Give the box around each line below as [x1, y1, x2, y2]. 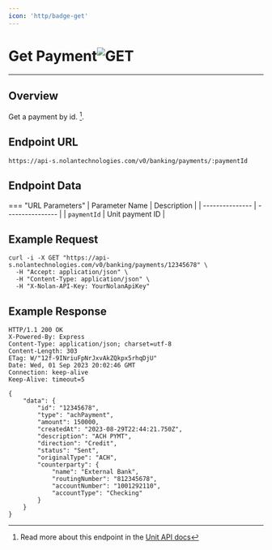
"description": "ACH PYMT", [37, 432, 132, 440]
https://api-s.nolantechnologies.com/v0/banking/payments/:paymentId [8, 157, 249, 165]
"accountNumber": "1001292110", [51, 482, 161, 491]
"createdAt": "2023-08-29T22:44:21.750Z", [37, 425, 183, 434]
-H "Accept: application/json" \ [15, 269, 129, 277]
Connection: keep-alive [8, 368, 89, 377]
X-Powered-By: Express [8, 333, 85, 342]
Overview [8, 88, 59, 102]
